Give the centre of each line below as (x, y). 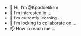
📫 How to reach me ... (32, 28)
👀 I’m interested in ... (30, 13)
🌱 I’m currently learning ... (36, 18)
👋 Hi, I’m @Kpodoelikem (34, 8)
